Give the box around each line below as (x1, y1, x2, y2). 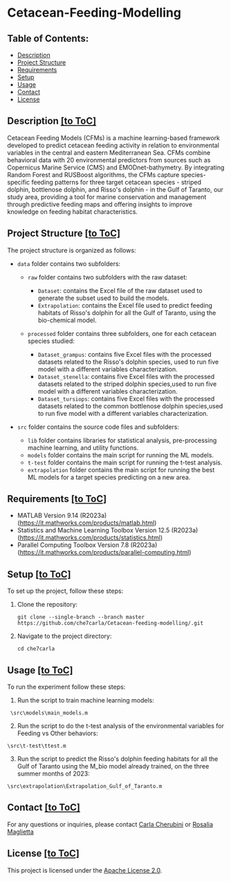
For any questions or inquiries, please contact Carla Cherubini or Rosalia (7, 820, 213, 828)
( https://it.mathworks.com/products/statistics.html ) (17, 533, 163, 542)
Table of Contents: (7, 33, 89, 44)
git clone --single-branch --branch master (17, 614, 145, 621)
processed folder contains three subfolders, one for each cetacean (27, 329, 216, 337)
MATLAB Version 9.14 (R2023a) (17, 512, 107, 520)
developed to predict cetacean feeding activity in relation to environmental (7, 141, 220, 149)
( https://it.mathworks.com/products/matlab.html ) (17, 519, 157, 527)
